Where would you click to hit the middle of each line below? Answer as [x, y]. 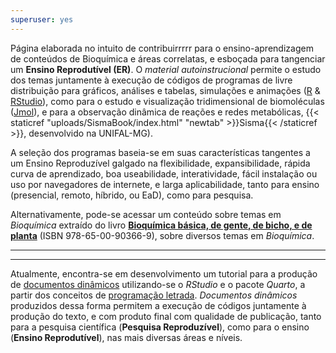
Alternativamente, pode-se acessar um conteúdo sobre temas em [146, 214]
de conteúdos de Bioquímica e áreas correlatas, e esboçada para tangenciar [168, 58]
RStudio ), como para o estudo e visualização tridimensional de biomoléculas [167, 101]
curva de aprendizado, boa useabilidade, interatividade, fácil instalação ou [164, 173]
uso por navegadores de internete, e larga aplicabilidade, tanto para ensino [165, 184]
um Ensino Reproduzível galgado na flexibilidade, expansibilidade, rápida [160, 163]
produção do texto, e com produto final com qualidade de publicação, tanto [166, 316]
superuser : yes [42, 19]
